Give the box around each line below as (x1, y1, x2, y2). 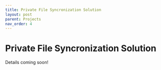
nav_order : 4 (5, 21, 32, 26)
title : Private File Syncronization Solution (5, 7, 101, 12)
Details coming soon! (5, 59, 49, 65)
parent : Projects (5, 16, 41, 21)
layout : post (5, 12, 32, 17)
